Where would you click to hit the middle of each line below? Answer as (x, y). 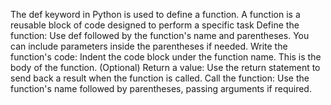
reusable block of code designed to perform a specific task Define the (155, 25)
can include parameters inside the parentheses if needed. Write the (149, 46)
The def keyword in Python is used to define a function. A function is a (155, 14)
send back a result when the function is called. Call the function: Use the (160, 78)
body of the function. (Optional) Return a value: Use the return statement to (165, 67)
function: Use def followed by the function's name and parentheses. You (160, 35)
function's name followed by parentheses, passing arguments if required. (161, 88)
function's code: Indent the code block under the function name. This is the (166, 57)
